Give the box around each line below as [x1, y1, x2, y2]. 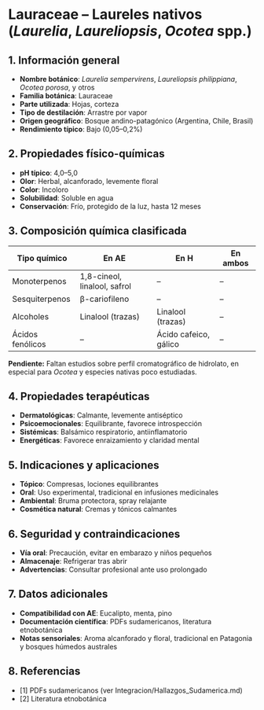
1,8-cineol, [79, 270, 122, 281]
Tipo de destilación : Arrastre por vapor [19, 108, 148, 117]
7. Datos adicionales [8, 587, 108, 601]
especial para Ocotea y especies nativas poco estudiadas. [8, 367, 198, 377]
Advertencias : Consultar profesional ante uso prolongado [19, 565, 207, 575]
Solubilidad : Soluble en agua [19, 193, 114, 202]
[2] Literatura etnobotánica [19, 693, 107, 703]
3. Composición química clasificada [8, 224, 187, 237]
